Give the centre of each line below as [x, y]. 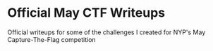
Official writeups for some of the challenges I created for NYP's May [107, 32]
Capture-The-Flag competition [52, 39]
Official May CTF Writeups [86, 13]
